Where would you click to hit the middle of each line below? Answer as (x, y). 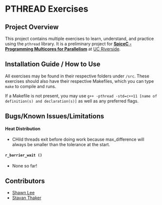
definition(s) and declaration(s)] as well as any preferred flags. (72, 101)
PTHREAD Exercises (47, 9)
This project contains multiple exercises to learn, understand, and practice (80, 38)
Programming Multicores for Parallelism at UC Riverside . (63, 49)
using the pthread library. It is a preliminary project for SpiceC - (68, 44)
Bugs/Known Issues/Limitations (55, 116)
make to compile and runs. (31, 86)
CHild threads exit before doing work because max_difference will (78, 139)
